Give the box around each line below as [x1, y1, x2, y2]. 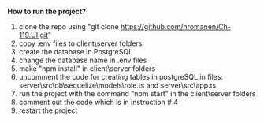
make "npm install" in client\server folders [18, 64, 156, 73]
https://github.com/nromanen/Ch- [120, 22, 232, 31]
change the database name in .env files [18, 55, 147, 65]
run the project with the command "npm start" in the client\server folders [18, 89, 256, 98]
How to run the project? [7, 7, 87, 16]
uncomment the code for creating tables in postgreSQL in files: [18, 73, 224, 81]
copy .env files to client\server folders [18, 39, 143, 48]
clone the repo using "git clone [18, 22, 119, 31]
